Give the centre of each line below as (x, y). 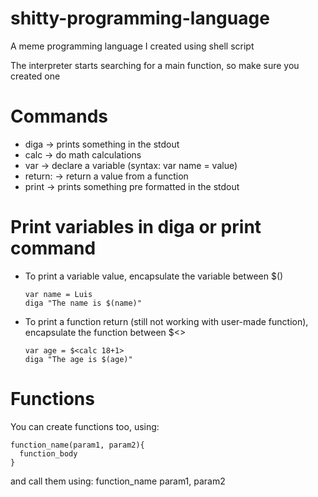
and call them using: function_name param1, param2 (118, 481)
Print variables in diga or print (136, 227)
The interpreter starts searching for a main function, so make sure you (155, 65)
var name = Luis (58, 294)
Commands (59, 116)
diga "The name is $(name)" (83, 303)
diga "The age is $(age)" (78, 359)
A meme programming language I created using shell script (132, 46)
